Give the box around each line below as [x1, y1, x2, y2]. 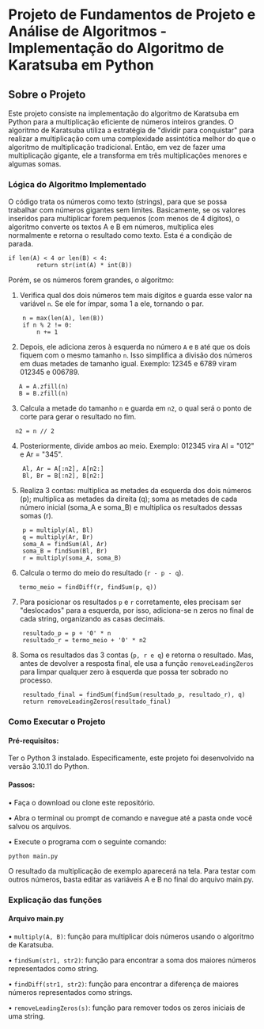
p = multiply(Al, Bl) [22, 526, 93, 534]
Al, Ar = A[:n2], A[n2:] [22, 465, 104, 473]
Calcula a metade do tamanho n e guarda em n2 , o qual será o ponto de [19, 404, 252, 413]
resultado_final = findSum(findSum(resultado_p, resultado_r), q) [22, 691, 246, 699]
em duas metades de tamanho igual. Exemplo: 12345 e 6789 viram [19, 359, 237, 369]
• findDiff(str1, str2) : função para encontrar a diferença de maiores [8, 979, 239, 989]
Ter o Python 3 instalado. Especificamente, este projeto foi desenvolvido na [8, 753, 255, 763]
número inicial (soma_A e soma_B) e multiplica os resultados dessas [19, 503, 243, 512]
